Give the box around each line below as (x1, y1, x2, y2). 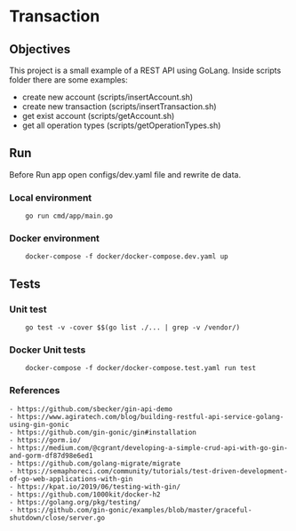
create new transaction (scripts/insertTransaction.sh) (21, 101, 217, 112)
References (9, 384, 60, 397)
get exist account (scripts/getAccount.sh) (21, 111, 175, 121)
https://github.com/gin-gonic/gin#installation (17, 428, 197, 437)
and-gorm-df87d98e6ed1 (9, 451, 93, 460)
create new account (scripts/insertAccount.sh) (21, 91, 194, 102)
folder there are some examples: (9, 75, 128, 85)
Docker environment (9, 233, 100, 245)
